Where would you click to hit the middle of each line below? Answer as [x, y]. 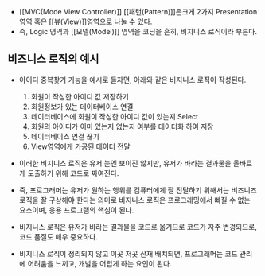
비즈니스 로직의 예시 [53, 59]
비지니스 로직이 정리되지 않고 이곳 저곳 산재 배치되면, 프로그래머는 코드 [128, 254]
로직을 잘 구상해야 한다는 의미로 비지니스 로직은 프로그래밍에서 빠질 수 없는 [135, 200]
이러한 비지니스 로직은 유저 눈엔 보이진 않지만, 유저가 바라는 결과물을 [125, 163]
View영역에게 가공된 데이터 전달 [80, 146]
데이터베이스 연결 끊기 [65, 136]
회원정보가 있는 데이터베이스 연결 [82, 107]
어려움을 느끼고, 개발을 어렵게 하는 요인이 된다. [99, 263]
